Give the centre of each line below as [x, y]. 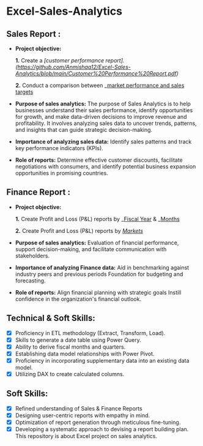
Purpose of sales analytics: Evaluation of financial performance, [97, 243]
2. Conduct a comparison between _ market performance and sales [100, 85]
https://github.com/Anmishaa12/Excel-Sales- [74, 67]
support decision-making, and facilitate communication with [91, 249]
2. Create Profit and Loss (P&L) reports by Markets [79, 230]
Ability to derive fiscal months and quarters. [70, 347]
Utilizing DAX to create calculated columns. [70, 374]
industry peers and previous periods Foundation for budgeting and [99, 274]
